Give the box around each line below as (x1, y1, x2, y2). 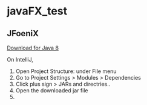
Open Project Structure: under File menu (15, 68, 117, 75)
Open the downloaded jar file (15, 87, 88, 94)
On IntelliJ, (7, 56, 34, 63)
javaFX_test (7, 4, 68, 18)
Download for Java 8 (7, 44, 59, 51)
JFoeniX (7, 28, 39, 39)
